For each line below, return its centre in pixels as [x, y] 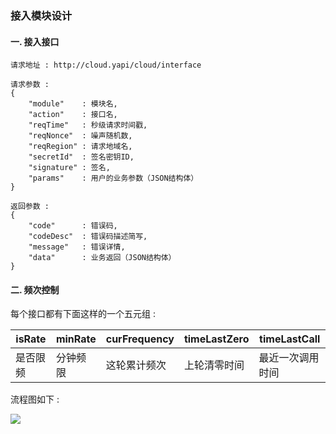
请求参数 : [30, 85]
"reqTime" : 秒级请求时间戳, [88, 125]
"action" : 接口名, [73, 115]
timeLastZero [216, 339]
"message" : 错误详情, [77, 247]
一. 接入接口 [35, 41]
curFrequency [140, 339]
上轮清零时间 [214, 365]
